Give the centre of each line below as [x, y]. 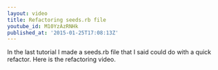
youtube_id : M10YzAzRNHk [43, 26]
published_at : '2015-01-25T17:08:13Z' [63, 33]
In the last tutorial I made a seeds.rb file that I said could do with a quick [109, 52]
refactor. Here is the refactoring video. [61, 60]
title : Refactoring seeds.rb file [57, 20]
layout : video [28, 13]
